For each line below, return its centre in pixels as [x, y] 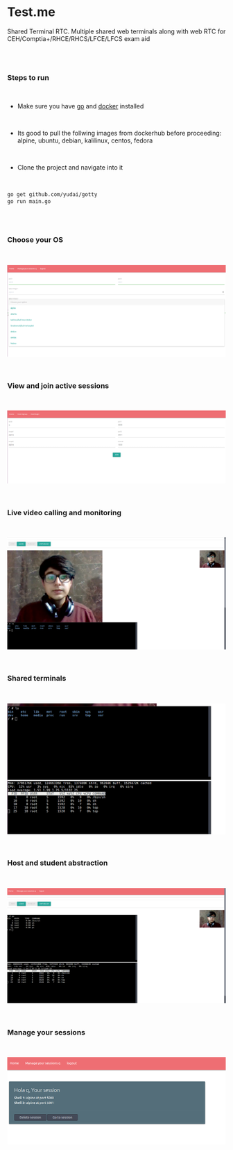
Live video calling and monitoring [64, 512]
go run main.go [29, 202]
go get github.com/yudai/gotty [52, 195]
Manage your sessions [46, 1032]
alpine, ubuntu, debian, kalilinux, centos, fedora [85, 140]
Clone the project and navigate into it [70, 168]
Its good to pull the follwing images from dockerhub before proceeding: [119, 133]
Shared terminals [37, 679]
